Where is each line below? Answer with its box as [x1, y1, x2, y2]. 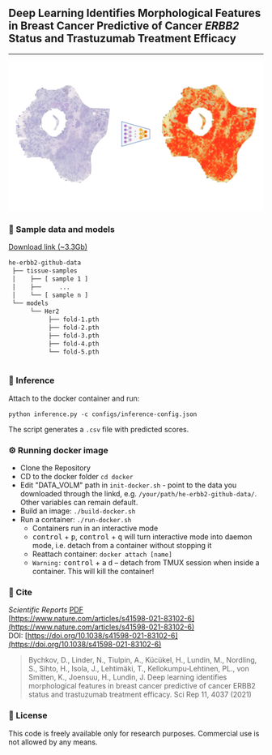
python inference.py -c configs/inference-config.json [8, 410, 198, 418]
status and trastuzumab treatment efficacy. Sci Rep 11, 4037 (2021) [28, 689, 253, 700]
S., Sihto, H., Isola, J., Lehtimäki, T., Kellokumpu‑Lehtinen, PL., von [28, 664, 249, 674]
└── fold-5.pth [48, 348, 100, 356]
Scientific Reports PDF [8, 605, 83, 615]
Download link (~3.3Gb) [8, 242, 87, 252]
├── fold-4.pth [48, 340, 100, 348]
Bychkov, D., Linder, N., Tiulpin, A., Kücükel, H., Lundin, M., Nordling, [28, 655, 257, 665]
